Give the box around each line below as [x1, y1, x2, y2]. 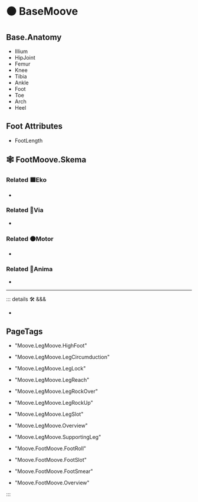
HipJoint [14, 54, 35, 61]
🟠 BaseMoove [6, 5, 78, 18]
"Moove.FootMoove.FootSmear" [14, 468, 93, 475]
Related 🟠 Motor [6, 234, 54, 242]
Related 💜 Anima [6, 265, 53, 273]
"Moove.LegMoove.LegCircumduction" [14, 353, 110, 360]
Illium [14, 48, 28, 55]
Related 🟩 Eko [6, 176, 47, 184]
